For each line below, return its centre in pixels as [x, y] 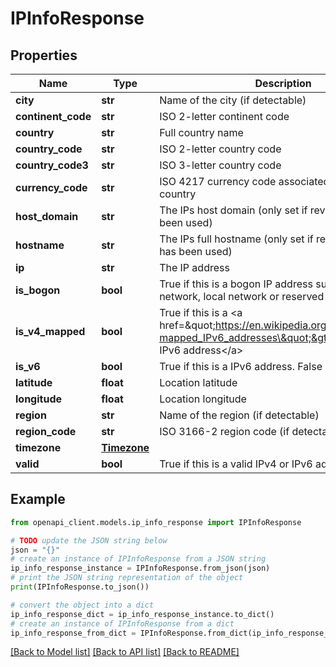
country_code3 [52, 165]
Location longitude [203, 399]
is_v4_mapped [50, 331]
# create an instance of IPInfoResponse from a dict [122, 623]
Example [38, 499]
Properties [44, 55]
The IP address [194, 267]
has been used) [196, 251]
